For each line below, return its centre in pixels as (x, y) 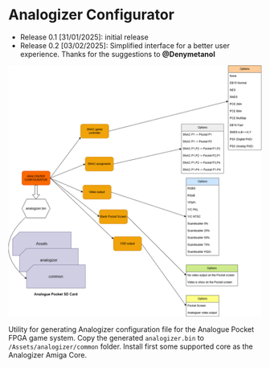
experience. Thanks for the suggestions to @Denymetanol (117, 54)
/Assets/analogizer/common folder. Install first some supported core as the (131, 346)
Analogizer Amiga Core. (48, 355)
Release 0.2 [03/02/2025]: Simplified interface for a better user (125, 45)
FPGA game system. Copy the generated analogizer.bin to (106, 338)
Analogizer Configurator (92, 15)
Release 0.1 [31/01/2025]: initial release (84, 37)
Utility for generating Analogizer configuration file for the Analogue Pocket (131, 329)
